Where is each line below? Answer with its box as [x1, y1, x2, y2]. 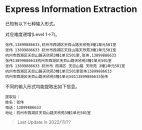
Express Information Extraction [5, 3, 137, 15]
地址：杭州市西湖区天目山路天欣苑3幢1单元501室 [5, 110, 91, 115]
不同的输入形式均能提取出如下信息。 [5, 83, 80, 89]
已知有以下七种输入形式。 [5, 20, 58, 26]
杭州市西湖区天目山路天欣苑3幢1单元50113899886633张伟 [5, 74, 108, 79]
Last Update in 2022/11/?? [17, 119, 71, 125]
